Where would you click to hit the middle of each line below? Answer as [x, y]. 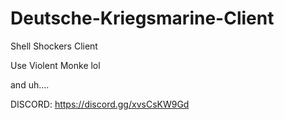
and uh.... [30, 84]
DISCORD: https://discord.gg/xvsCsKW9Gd [100, 104]
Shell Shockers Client [54, 46]
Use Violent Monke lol [55, 65]
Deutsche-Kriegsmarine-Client [142, 18]
